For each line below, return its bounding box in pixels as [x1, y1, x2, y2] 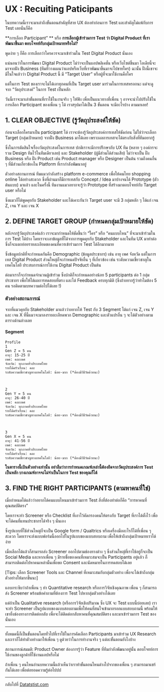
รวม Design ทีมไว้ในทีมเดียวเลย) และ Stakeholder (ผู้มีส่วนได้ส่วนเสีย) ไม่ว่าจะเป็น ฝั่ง [5, 150, 150, 156]
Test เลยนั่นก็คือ [5, 25, 33, 31]
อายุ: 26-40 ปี [5, 396, 30, 401]
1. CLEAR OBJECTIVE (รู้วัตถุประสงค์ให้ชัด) [5, 116, 121, 124]
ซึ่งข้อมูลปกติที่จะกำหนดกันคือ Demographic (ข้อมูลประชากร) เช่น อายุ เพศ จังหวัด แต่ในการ [5, 251, 156, 257]
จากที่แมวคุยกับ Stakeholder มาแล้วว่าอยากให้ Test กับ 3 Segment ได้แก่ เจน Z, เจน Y [5, 306, 154, 312]
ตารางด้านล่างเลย [5, 317, 32, 323]
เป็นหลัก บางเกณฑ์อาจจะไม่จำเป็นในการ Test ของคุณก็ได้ [5, 470, 98, 476]
